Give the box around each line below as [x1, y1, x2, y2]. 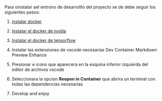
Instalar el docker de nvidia [11, 28, 66, 34]
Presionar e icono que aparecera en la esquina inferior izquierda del [11, 62, 148, 67]
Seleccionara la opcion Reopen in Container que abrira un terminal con [11, 76, 156, 82]
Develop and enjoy [11, 91, 50, 96]
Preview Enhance [11, 52, 47, 58]
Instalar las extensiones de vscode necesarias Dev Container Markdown [11, 47, 157, 52]
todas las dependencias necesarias [11, 81, 83, 87]
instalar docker [11, 19, 42, 24]
